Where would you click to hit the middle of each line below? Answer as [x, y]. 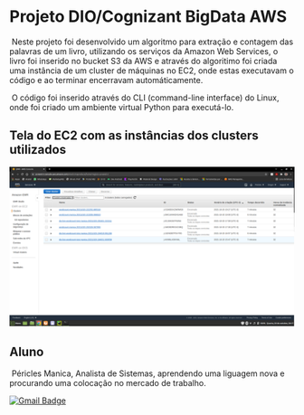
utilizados [38, 150]
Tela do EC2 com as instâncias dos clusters [134, 136]
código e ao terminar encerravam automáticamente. [106, 80]
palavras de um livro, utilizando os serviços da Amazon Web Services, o [144, 51]
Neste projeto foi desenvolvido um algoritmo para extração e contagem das [152, 42]
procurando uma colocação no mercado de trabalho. [108, 383]
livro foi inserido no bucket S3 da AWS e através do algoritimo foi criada [143, 61]
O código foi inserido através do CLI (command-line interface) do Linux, [145, 98]
